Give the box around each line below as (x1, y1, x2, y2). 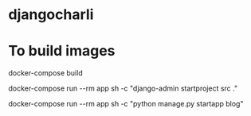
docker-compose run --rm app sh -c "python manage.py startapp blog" (8, 99, 244, 109)
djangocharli (8, 6, 94, 24)
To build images (8, 42, 116, 60)
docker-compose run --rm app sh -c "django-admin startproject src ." (8, 83, 237, 93)
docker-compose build (8, 68, 83, 78)
